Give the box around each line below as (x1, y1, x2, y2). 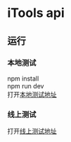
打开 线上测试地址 (7, 127, 57, 136)
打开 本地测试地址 (7, 90, 57, 98)
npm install (7, 74, 39, 83)
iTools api (7, 5, 65, 21)
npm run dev (7, 81, 44, 90)
